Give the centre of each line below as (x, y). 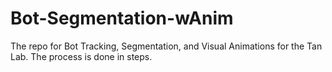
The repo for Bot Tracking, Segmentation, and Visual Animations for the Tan (166, 46)
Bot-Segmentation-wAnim (122, 18)
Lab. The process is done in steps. (81, 56)
